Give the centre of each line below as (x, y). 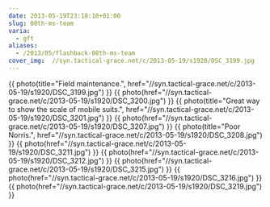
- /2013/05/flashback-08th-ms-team (76, 53)
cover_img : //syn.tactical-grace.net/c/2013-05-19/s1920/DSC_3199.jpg (131, 61)
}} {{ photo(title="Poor (203, 126)
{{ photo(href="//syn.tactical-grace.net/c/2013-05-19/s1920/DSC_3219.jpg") (135, 186)
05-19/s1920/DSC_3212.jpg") (57, 160)
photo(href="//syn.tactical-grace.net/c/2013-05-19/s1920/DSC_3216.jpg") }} (135, 177)
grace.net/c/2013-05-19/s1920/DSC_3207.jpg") (86, 126)
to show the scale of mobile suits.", (66, 109)
